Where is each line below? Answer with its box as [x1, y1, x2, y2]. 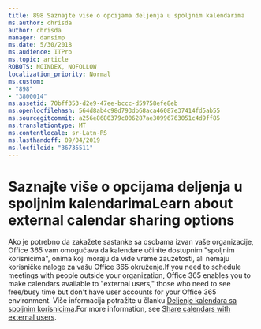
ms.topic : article [8, 56, 69, 64]
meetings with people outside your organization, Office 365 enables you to [8, 271, 251, 280]
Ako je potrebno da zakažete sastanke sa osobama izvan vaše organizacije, [8, 237, 254, 247]
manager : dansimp [8, 33, 65, 42]
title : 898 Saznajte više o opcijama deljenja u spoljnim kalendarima [8, 11, 245, 20]
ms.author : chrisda [8, 19, 73, 27]
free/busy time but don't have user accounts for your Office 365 [8, 287, 217, 297]
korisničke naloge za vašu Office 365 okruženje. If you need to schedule [8, 262, 242, 272]
